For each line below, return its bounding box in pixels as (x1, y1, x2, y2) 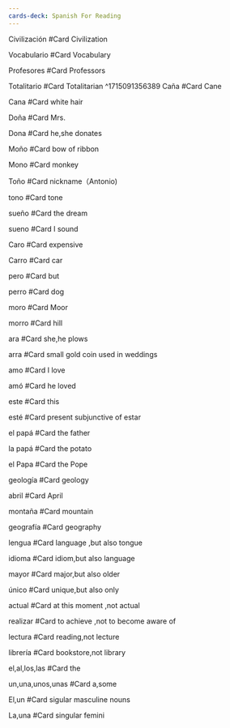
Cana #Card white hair (8, 96, 83, 106)
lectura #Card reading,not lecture (8, 632, 120, 641)
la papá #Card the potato (8, 443, 92, 453)
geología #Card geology (8, 475, 89, 484)
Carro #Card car (8, 255, 63, 265)
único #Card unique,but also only (8, 585, 120, 594)
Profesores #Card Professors (8, 66, 106, 75)
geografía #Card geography (8, 522, 102, 531)
